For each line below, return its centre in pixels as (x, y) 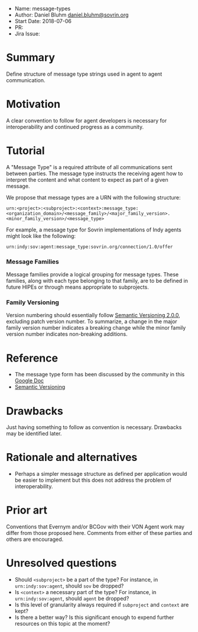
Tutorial (26, 151)
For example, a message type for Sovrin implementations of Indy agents (94, 230)
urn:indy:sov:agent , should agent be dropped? (72, 599)
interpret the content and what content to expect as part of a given (87, 179)
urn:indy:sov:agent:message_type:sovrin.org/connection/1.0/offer (90, 247)
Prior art (27, 510)
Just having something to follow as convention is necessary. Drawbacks (94, 427)
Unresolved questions (61, 563)
